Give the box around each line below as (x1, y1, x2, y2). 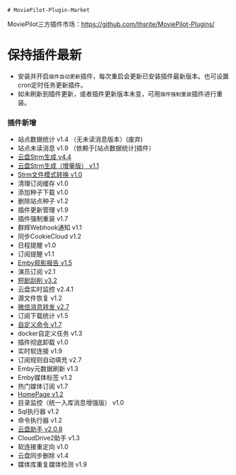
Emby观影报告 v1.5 (17, 258, 73, 267)
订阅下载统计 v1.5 (17, 311, 69, 320)
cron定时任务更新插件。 (17, 80, 87, 89)
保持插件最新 (7, 47, 83, 64)
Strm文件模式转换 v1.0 (17, 170, 83, 179)
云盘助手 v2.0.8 (17, 425, 63, 433)
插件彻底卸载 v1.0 (17, 338, 69, 347)
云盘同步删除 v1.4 (17, 452, 69, 460)
